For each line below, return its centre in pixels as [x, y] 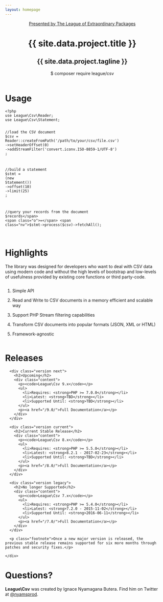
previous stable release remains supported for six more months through [81, 543]
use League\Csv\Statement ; [33, 120]
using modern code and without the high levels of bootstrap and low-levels [81, 272]
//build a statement [26, 170]
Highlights [26, 253]
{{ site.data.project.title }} [82, 43]
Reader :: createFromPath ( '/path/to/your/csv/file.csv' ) [62, 141]
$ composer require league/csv [82, 73]
